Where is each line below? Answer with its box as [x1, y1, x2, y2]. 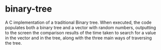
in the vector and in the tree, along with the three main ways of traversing [5, 35, 152, 41]
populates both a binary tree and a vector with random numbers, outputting [5, 24, 156, 30]
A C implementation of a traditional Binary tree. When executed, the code [5, 19, 152, 25]
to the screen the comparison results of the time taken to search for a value [5, 30, 157, 35]
